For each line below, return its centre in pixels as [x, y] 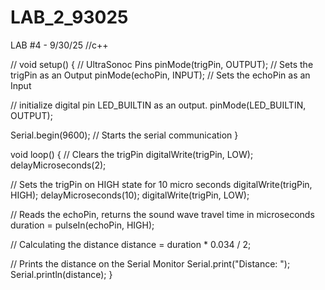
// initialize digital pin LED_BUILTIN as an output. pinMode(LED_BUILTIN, [158, 105]
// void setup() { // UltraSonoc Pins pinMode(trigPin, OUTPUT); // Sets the [162, 64]
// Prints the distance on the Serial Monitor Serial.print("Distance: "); [150, 263]
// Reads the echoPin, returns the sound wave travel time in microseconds [162, 214]
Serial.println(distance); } [61, 274]
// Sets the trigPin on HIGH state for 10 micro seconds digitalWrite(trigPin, [161, 184]
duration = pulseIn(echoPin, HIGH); [82, 225]
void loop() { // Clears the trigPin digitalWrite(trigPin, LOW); [132, 154]
